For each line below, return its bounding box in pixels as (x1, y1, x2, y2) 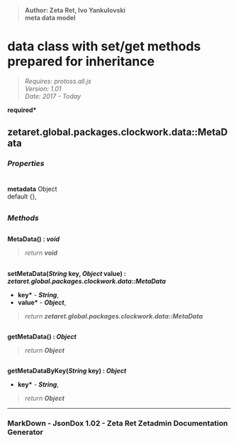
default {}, (7, 192, 37, 201)
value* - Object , (17, 298, 67, 306)
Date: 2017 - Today (24, 92, 81, 100)
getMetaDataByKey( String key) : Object (7, 367, 127, 375)
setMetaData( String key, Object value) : (7, 269, 126, 277)
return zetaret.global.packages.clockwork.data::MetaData (24, 311, 203, 320)
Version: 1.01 (24, 84, 62, 93)
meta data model (24, 13, 76, 22)
